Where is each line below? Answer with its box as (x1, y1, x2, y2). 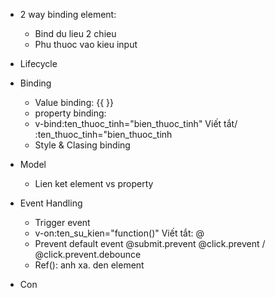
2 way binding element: (19, 9, 117, 20)
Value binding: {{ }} (34, 97, 115, 108)
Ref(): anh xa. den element (34, 259, 145, 271)
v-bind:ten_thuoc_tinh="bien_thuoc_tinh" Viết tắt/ (34, 118, 238, 129)
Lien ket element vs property (34, 178, 154, 189)
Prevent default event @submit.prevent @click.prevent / (34, 238, 266, 249)
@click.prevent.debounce (34, 249, 142, 260)
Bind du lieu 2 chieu (34, 28, 117, 39)
